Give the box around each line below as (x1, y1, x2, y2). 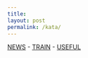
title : (7, 10, 27, 18)
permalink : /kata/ (7, 23, 61, 30)
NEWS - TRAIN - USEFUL (7, 43, 81, 52)
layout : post (7, 17, 46, 24)
